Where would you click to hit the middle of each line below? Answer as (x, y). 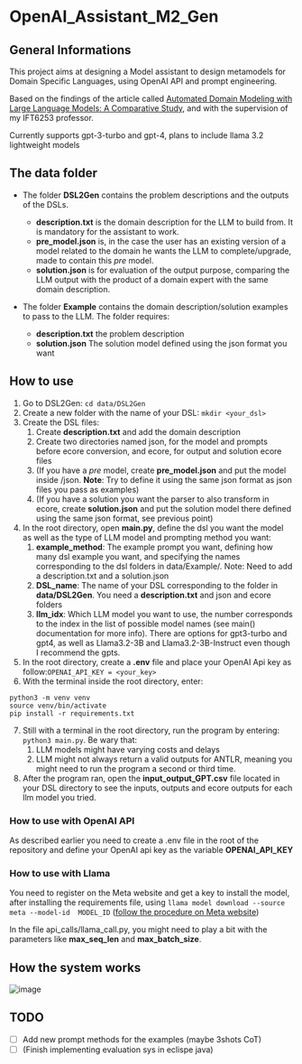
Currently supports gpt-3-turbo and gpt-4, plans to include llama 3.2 (137, 135)
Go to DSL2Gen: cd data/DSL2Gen (84, 402)
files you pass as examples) (87, 489)
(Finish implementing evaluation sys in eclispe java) (118, 1050)
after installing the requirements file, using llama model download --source (147, 902)
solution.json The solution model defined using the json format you (161, 343)
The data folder (53, 173)
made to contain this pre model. (95, 260)
